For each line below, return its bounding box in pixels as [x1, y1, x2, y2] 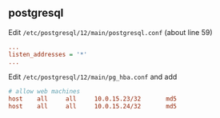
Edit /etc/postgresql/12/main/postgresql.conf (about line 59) [8, 27, 214, 37]
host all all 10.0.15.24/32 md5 [8, 103, 178, 111]
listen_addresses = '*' [8, 50, 88, 58]
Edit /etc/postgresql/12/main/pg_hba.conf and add [8, 72, 178, 82]
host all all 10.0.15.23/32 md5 [8, 95, 178, 103]
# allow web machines [8, 88, 81, 96]
